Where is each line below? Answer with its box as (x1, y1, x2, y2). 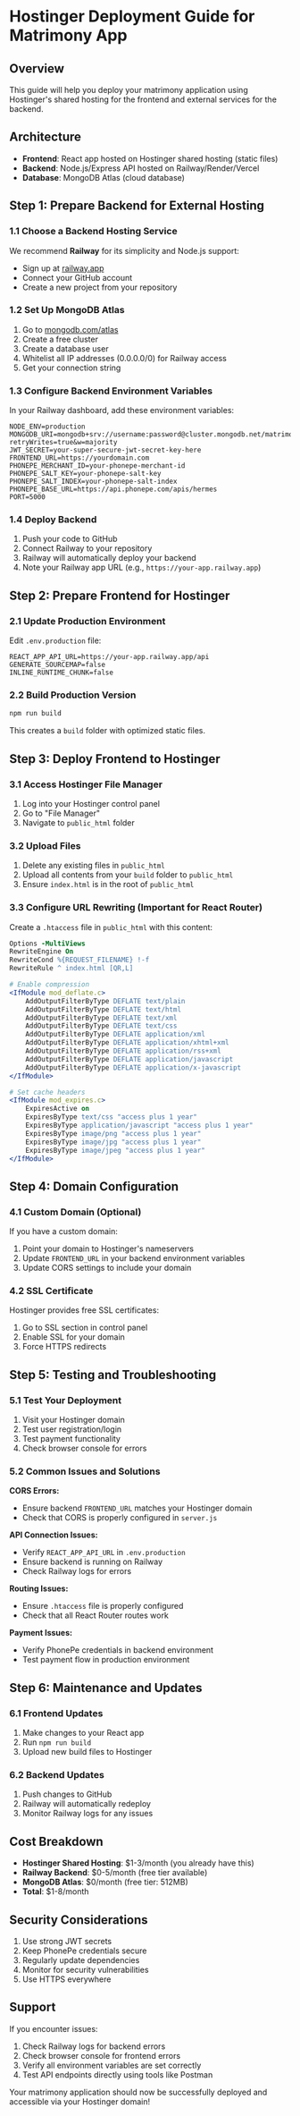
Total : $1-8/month (21, 1886, 89, 1897)
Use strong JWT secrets (21, 1935, 112, 1946)
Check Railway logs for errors (21, 1566, 132, 1577)
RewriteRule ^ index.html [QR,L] (9, 964, 134, 973)
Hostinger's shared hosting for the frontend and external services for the (9, 94, 277, 105)
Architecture (9, 130, 82, 145)
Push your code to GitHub (21, 534, 118, 545)
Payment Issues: (9, 1628, 73, 1638)
